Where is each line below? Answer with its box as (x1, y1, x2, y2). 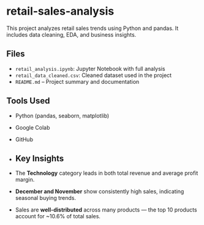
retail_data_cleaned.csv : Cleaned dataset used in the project (15, 72, 172, 79)
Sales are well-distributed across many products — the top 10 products (15, 206, 197, 213)
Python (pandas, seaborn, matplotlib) (15, 112, 110, 119)
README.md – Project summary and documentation (15, 78, 140, 85)
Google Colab (15, 124, 50, 131)
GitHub (15, 136, 34, 143)
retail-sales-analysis (6, 4, 115, 18)
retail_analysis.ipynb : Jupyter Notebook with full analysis (15, 65, 165, 72)
